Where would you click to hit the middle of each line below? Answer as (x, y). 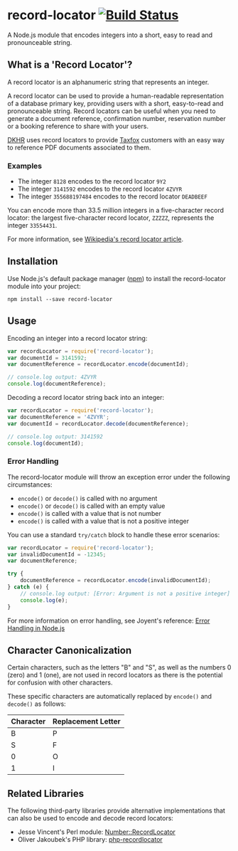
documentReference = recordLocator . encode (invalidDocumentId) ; (116, 581)
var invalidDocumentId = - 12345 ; (57, 554)
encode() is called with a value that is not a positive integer (103, 521)
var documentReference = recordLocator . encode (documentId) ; (98, 364)
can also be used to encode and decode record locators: (91, 818)
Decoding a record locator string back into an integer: (86, 398)
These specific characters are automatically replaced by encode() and (109, 697)
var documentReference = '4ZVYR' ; (59, 417)
